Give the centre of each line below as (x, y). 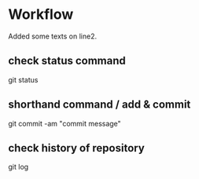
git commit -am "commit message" (65, 123)
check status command (67, 61)
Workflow (41, 15)
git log (18, 167)
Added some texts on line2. (52, 36)
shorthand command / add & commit (99, 105)
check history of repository (77, 148)
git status (23, 79)
